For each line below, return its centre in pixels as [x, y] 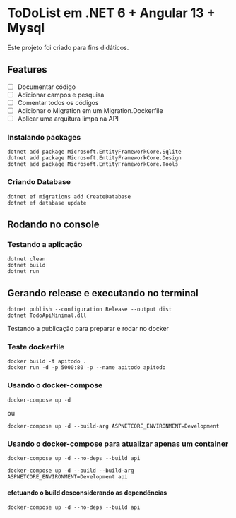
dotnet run [23, 272]
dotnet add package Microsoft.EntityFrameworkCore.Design [94, 158]
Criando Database [39, 182]
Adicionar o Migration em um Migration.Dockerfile [90, 110]
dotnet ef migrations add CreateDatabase [69, 197]
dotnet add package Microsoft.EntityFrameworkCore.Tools [93, 164]
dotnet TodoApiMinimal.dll [47, 315]
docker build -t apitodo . [47, 361]
